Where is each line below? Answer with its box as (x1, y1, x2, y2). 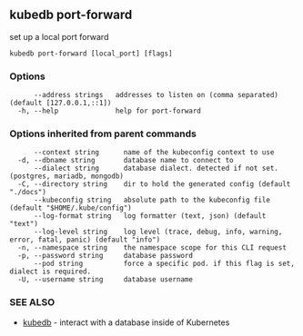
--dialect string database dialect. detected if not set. (33, 163, 279, 173)
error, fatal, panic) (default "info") (9, 235, 161, 244)
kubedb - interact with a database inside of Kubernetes (22, 317, 230, 328)
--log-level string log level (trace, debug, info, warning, (33, 227, 283, 237)
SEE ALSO (9, 296, 56, 309)
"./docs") (9, 188, 47, 197)
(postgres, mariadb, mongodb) (9, 172, 125, 181)
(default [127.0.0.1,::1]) (9, 99, 112, 108)
